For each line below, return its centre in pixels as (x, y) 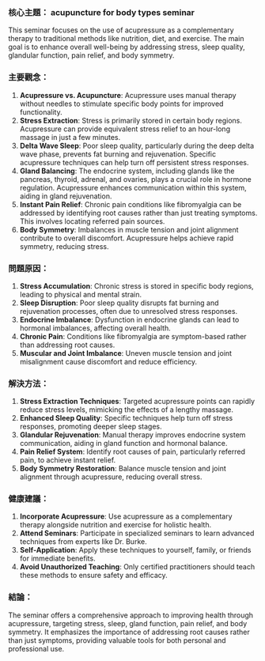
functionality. (41, 111)
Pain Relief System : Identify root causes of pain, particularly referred (132, 451)
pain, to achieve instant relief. (68, 460)
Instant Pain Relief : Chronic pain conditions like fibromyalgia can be (131, 204)
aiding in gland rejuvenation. (66, 196)
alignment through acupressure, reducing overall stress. (111, 477)
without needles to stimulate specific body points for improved (121, 104)
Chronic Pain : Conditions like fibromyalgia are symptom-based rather (133, 336)
